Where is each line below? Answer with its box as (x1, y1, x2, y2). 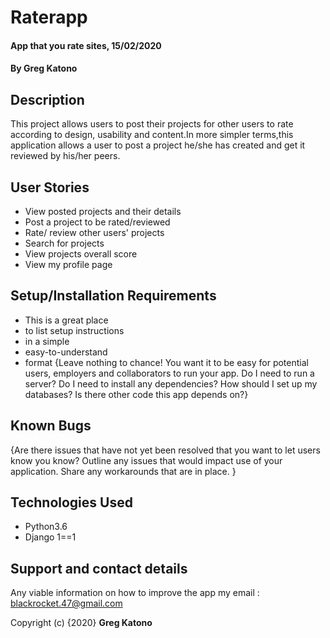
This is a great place (24, 314, 109, 326)
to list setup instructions (24, 324, 125, 336)
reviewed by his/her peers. (10, 150, 121, 162)
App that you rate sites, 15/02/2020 (10, 39, 162, 51)
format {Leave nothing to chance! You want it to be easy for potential (24, 356, 309, 368)
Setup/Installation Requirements (10, 287, 217, 305)
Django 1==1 (24, 531, 77, 543)
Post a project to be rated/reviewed (24, 216, 171, 228)
